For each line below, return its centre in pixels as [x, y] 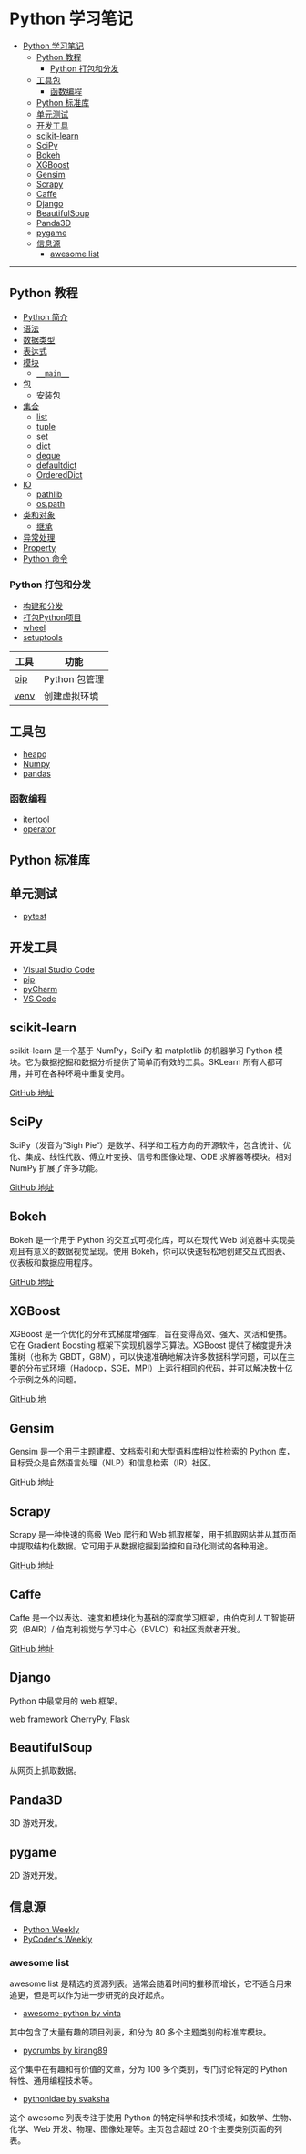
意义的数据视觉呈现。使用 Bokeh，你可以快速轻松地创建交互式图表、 [162, 1251]
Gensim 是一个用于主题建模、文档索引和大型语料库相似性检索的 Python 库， [152, 1452]
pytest [35, 916]
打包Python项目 [52, 617]
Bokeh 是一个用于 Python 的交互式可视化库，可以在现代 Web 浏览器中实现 [148, 1239]
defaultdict [56, 465]
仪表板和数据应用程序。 [53, 1262]
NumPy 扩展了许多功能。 [56, 1167]
